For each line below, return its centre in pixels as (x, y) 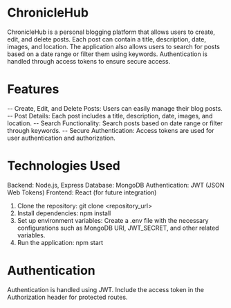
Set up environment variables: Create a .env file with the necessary (113, 220)
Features (33, 90)
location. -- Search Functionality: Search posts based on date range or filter (115, 123)
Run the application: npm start (60, 242)
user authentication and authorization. (62, 138)
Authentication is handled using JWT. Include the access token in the (105, 289)
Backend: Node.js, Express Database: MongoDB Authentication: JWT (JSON (116, 185)
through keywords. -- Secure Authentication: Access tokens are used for (111, 130)
